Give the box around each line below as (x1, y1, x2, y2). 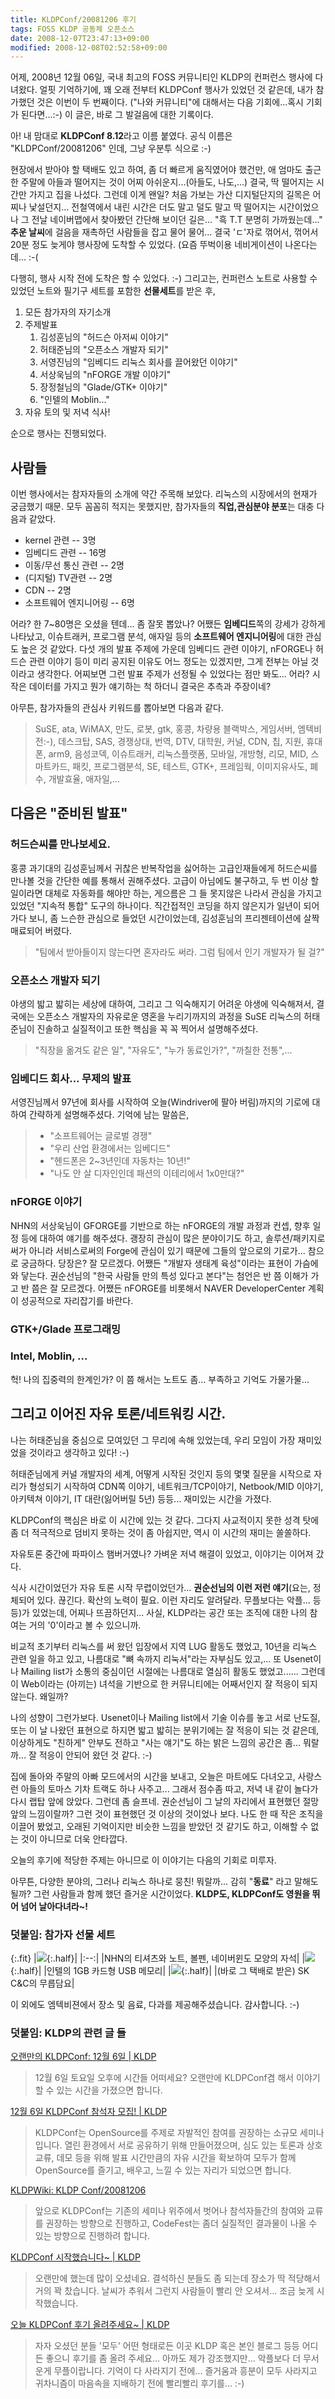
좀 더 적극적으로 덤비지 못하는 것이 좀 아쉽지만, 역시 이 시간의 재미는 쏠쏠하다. (10, 1526, 312, 1538)
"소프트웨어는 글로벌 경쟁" (49, 1130, 153, 1142)
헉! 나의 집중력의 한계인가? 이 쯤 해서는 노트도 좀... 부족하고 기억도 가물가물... (10, 1373, 310, 1385)
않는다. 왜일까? (10, 1690, 69, 1702)
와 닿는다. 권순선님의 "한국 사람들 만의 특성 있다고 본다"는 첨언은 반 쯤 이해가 (10, 1269, 309, 1281)
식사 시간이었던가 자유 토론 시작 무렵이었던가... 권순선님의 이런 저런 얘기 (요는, (10, 1581, 311, 1593)
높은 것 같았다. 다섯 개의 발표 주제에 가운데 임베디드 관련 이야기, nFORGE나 (20, 643, 313, 655)
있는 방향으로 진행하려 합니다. (34, 2230, 151, 2242)
